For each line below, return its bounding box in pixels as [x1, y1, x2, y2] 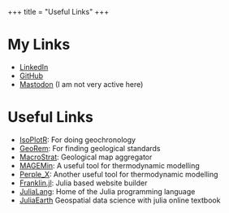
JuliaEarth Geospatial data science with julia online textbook [19, 195, 221, 205]
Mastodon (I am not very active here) [19, 79, 144, 89]
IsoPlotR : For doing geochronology [19, 134, 136, 145]
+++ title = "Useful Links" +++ [7, 7, 110, 16]
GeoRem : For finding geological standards [19, 143, 161, 153]
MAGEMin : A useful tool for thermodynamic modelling [19, 160, 200, 170]
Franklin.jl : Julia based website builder [19, 178, 148, 188]
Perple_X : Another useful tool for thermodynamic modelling [19, 169, 218, 179]
